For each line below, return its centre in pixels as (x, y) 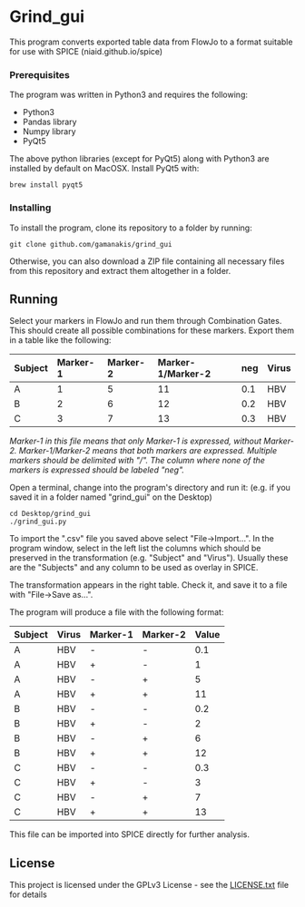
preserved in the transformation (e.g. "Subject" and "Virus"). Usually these (149, 558)
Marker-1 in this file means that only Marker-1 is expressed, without (135, 441)
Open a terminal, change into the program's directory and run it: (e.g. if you (150, 488)
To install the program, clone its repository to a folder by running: (131, 228)
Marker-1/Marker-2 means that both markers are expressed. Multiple (148, 451)
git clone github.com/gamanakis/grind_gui (91, 244)
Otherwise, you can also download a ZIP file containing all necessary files (147, 261)
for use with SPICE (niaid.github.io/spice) (86, 51)
